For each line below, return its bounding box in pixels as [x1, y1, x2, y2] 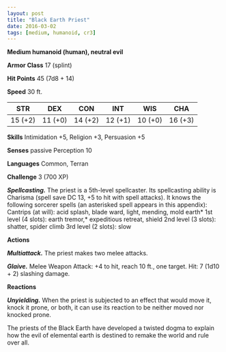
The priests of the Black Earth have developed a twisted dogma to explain [7, 324, 215, 332]
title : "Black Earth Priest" [7, 16, 90, 23]
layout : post [7, 10, 44, 17]
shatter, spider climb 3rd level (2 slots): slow [7, 223, 132, 231]
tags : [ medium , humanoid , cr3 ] [7, 29, 96, 36]
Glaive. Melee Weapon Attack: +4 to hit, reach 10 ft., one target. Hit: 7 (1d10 [7, 262, 220, 271]
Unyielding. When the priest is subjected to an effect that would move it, [7, 296, 212, 305]
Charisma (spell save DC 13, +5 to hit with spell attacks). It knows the [7, 193, 201, 202]
